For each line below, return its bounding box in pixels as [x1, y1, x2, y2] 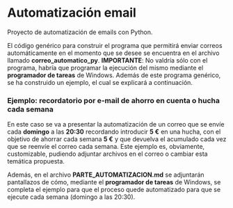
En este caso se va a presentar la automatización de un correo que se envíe [7, 120, 225, 129]
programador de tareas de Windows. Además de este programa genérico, [7, 71, 221, 79]
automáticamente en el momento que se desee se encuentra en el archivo [7, 49, 220, 57]
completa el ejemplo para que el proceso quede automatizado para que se [7, 186, 221, 194]
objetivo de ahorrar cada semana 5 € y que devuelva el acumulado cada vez [7, 135, 227, 143]
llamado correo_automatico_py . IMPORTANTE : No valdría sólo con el [7, 56, 208, 64]
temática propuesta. [7, 157, 65, 166]
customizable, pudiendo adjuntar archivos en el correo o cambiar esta [7, 150, 208, 158]
